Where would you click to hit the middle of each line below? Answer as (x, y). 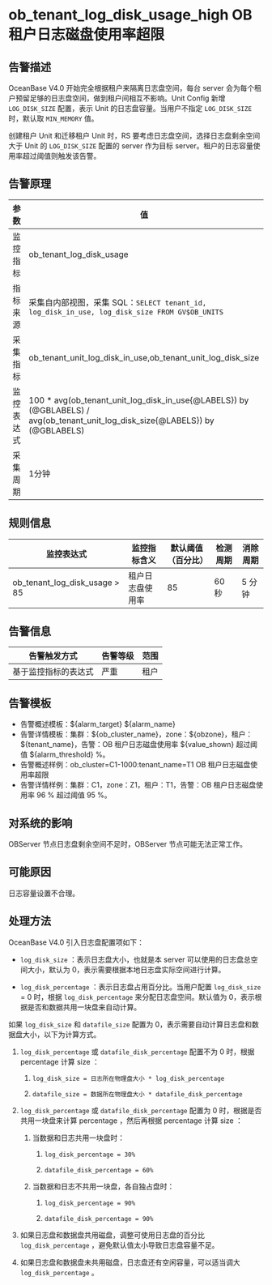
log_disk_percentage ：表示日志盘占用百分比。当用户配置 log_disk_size (140, 987)
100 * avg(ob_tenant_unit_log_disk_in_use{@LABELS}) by (139, 400)
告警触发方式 (53, 656)
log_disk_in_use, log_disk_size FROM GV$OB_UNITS (126, 312)
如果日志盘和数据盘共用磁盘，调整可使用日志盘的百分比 (112, 1235)
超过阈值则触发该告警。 (62, 156)
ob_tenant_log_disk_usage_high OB (130, 15)
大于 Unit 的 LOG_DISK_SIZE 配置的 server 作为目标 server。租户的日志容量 (131, 146)
